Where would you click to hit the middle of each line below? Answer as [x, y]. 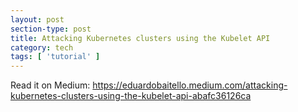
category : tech [42, 47]
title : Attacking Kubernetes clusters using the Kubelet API [140, 38]
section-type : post [51, 29]
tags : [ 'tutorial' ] [55, 57]
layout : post [37, 19]
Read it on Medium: [50, 85]
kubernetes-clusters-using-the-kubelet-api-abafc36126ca [131, 96]
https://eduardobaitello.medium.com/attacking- [190, 85]
